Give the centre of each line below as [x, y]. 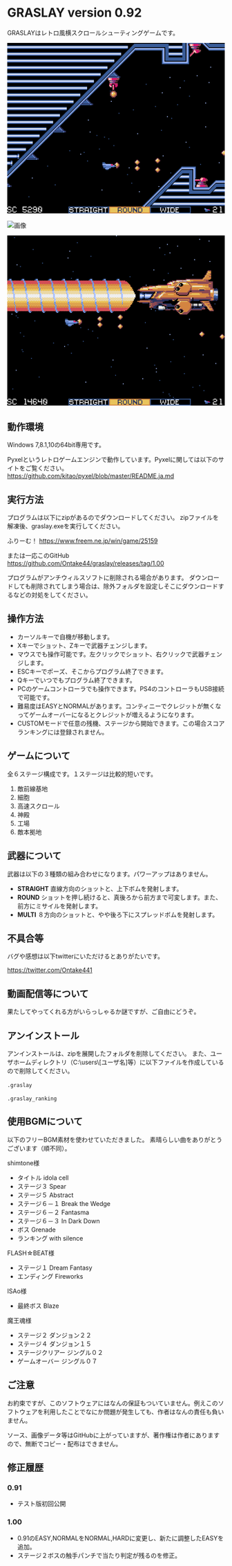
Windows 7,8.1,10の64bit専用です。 [56, 445]
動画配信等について [48, 994]
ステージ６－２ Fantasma [53, 1212]
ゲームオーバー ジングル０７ [57, 1361]
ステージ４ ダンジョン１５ [54, 1344]
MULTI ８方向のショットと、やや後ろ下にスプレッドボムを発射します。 [118, 915]
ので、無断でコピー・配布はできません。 [65, 1443]
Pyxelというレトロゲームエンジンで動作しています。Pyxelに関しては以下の [113, 460]
